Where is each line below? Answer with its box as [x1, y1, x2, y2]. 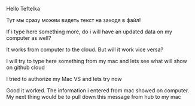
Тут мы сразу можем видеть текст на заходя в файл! [6, 17, 141, 23]
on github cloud [6, 64, 45, 71]
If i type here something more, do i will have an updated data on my [6, 28, 172, 35]
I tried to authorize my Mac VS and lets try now [6, 76, 122, 82]
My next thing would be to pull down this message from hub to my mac [6, 93, 181, 100]
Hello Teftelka [6, 5, 41, 12]
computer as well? [6, 35, 51, 41]
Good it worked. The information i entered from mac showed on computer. [6, 87, 190, 94]
